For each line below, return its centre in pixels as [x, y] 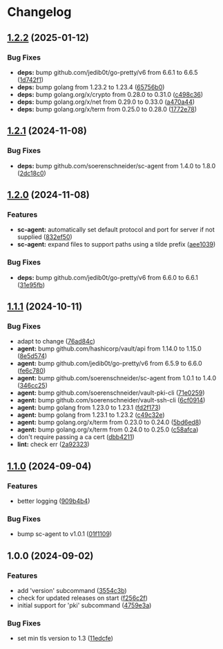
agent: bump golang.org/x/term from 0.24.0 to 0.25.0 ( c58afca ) [108, 429]
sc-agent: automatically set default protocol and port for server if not [116, 230]
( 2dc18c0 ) [31, 173]
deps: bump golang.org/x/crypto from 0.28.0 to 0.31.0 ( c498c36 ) [110, 94]
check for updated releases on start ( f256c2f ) [83, 598]
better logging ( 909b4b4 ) [54, 501]
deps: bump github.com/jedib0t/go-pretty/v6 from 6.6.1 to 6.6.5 [107, 72]
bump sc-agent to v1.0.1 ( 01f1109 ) [65, 534]
